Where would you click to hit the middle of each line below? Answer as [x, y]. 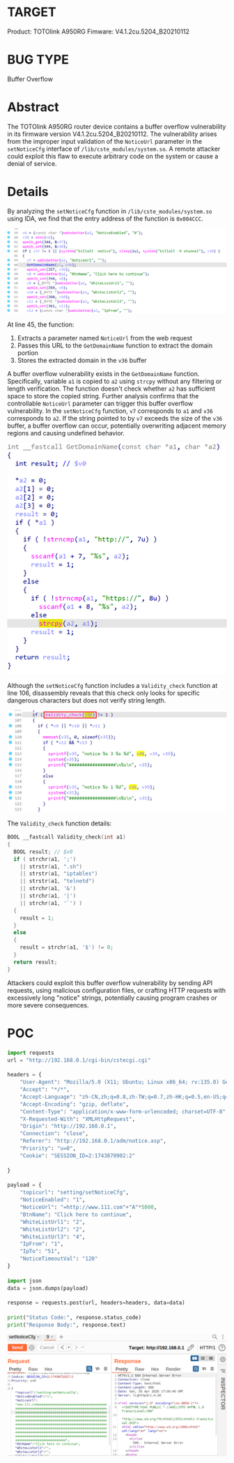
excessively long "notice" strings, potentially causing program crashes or [112, 998]
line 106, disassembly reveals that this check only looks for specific [103, 693]
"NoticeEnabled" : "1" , [53, 1200]
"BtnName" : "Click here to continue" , [76, 1215]
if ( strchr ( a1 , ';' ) [45, 859]
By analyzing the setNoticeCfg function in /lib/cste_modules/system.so [110, 211]
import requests [31, 1053]
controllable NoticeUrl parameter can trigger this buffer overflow [100, 404]
